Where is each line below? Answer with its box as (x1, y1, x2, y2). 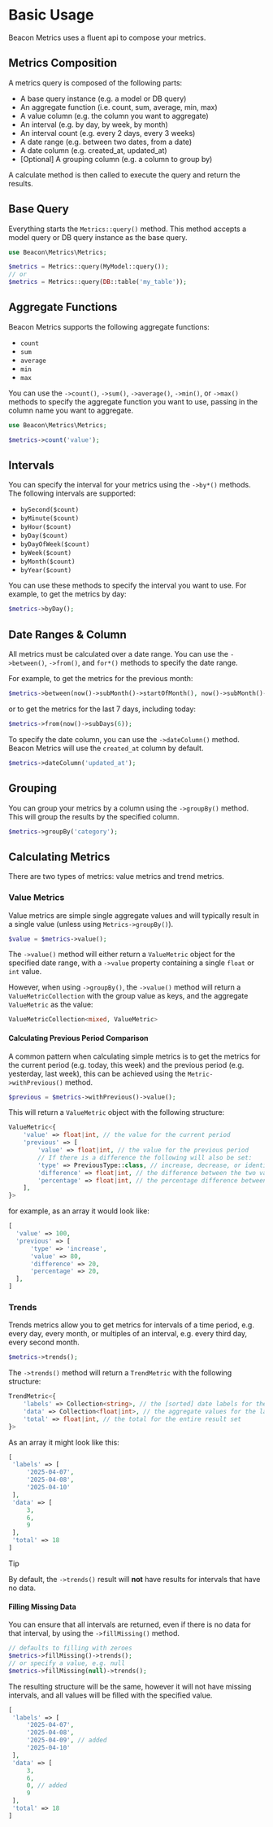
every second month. (8, 1337, 80, 1348)
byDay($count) (19, 531, 68, 540)
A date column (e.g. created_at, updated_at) (19, 145, 168, 155)
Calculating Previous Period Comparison (8, 1033, 149, 1042)
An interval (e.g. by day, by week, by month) (19, 120, 168, 129)
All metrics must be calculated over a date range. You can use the (8, 649, 229, 659)
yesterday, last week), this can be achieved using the (8, 1069, 186, 1078)
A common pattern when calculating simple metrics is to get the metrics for (8, 1051, 261, 1061)
